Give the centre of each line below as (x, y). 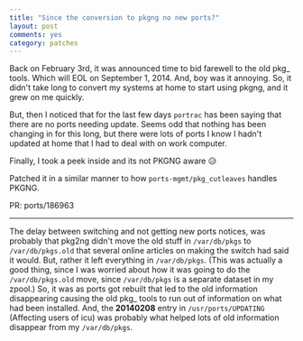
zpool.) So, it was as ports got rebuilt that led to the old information (134, 289)
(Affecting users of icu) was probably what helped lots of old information (144, 318)
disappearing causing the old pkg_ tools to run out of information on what (146, 299)
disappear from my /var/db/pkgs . (71, 327)
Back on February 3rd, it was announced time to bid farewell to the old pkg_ (150, 69)
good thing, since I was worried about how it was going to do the (130, 270)
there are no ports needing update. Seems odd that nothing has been (138, 124)
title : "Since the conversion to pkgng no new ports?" (115, 18)
